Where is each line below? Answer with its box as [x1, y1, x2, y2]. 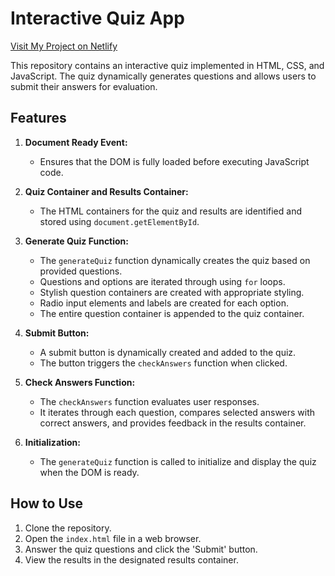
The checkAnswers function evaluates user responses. [39, 395, 260, 407]
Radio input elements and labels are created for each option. [39, 297, 289, 309]
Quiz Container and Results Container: [24, 185, 189, 197]
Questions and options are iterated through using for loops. [39, 275, 286, 287]
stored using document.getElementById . [39, 215, 200, 227]
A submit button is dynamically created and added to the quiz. [39, 346, 297, 358]
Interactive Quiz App [10, 7, 185, 30]
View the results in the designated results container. [24, 553, 239, 566]
